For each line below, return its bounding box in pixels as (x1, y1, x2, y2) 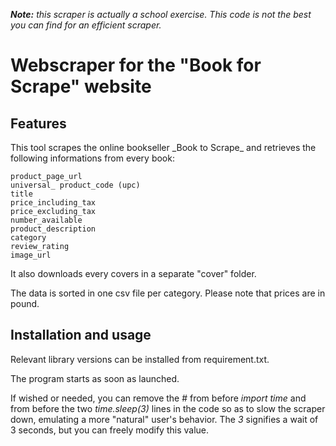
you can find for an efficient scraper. (10, 19, 162, 31)
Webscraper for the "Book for (10, 54, 262, 77)
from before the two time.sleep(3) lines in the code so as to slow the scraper (10, 402, 326, 414)
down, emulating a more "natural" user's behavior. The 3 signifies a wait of (10, 413, 319, 425)
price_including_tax (10, 198, 97, 208)
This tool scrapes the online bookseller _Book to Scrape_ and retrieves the (10, 142, 317, 153)
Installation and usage (10, 327, 152, 344)
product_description (10, 224, 97, 234)
